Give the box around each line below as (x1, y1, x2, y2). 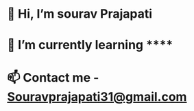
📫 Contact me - (7, 69, 99, 85)
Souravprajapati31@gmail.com (7, 89, 187, 104)
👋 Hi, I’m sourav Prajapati (7, 6, 153, 22)
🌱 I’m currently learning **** (7, 37, 173, 53)
